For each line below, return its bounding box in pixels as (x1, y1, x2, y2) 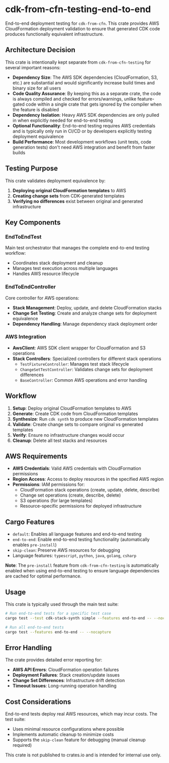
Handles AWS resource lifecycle (12, 271, 79, 277)
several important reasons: (5, 64, 61, 70)
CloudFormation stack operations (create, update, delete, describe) (20, 487, 160, 493)
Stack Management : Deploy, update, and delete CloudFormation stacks (12, 304, 162, 310)
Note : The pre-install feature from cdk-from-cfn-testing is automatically (5, 562, 159, 568)
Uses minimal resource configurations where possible (12, 726, 124, 732)
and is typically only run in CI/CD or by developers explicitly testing (12, 128, 152, 134)
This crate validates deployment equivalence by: (5, 177, 106, 184)
